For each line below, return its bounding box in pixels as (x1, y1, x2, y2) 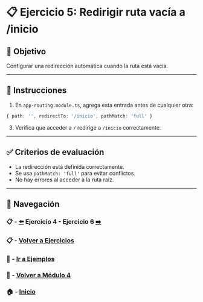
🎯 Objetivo (6, 46, 47, 57)
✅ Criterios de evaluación (6, 147, 105, 157)
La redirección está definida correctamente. (14, 163, 125, 170)
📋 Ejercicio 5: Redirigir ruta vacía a (6, 5, 185, 19)
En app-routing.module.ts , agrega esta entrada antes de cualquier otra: (14, 101, 194, 109)
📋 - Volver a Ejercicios (6, 236, 74, 245)
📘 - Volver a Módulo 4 (6, 271, 71, 279)
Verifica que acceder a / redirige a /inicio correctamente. (14, 124, 161, 131)
